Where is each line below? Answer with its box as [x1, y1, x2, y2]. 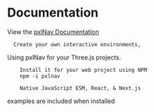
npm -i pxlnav [19, 73, 60, 80]
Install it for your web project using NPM [19, 66, 148, 73]
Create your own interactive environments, [13, 41, 141, 48]
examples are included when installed [7, 97, 115, 105]
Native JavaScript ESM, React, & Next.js [19, 84, 141, 91]
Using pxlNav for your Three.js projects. [7, 53, 121, 62]
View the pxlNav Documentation [7, 28, 99, 36]
